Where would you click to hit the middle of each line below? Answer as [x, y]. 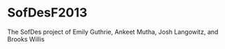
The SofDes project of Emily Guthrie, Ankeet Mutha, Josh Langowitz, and [113, 32]
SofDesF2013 [47, 13]
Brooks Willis [26, 39]
